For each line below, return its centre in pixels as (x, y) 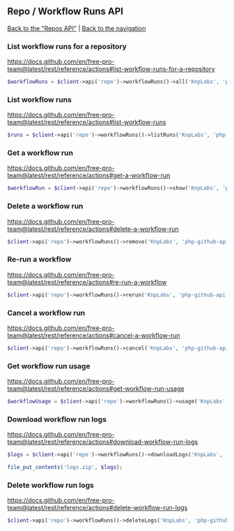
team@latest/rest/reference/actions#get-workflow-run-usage (96, 389)
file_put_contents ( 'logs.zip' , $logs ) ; (65, 468)
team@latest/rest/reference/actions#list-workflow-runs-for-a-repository (111, 69)
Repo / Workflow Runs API (65, 12)
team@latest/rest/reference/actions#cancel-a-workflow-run (94, 335)
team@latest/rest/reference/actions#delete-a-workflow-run (93, 229)
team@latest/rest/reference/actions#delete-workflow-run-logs (97, 508)
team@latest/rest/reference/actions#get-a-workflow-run (89, 175)
